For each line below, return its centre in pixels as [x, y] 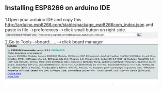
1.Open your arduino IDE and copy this [43, 19]
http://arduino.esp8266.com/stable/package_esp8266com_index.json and [79, 25]
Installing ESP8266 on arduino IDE [58, 8]
